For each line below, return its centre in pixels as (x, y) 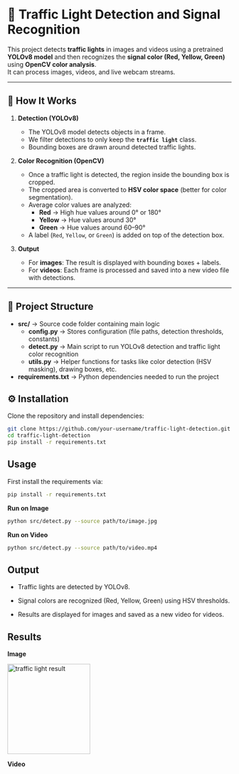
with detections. (52, 277)
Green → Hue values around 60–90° (92, 227)
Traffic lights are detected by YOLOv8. (74, 587)
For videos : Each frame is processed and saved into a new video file (129, 270)
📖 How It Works (42, 101)
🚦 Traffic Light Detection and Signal (114, 15)
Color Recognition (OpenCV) (61, 161)
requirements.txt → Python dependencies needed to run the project (118, 377)
